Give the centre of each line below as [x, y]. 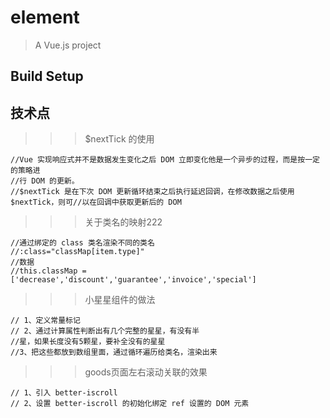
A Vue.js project [68, 45]
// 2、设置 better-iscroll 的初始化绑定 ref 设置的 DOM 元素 [130, 404]
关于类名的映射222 [123, 222]
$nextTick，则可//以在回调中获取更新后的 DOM [96, 202]
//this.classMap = [48, 271]
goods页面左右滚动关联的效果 [146, 372]
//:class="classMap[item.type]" [77, 252]
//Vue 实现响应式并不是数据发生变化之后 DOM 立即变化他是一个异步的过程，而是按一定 [165, 160]
